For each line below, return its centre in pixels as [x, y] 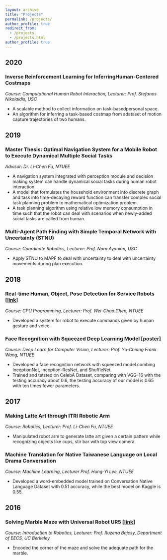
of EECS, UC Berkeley [28, 538]
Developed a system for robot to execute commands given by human [83, 321]
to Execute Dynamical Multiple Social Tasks [59, 155]
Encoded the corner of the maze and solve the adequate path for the [83, 548]
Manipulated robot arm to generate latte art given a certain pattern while [86, 436]
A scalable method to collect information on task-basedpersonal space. [85, 109]
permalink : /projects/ [29, 19]
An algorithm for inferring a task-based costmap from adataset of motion [87, 114]
